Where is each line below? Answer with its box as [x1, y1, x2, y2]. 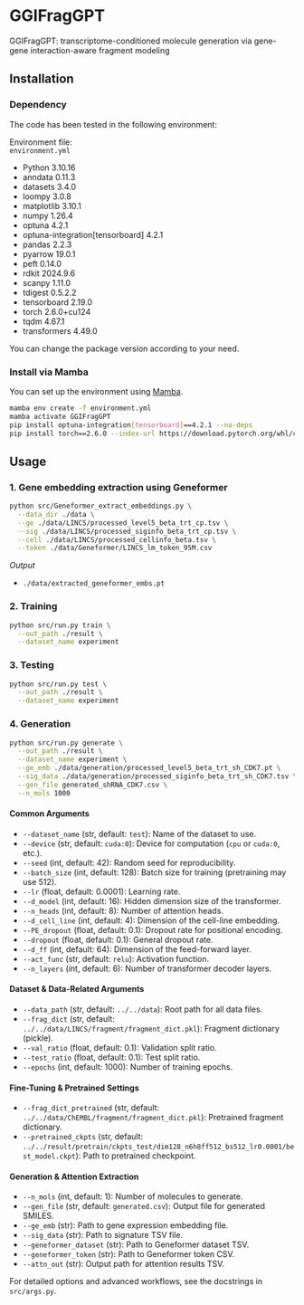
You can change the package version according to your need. [9, 343, 240, 354]
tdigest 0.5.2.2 [22, 287, 77, 298]
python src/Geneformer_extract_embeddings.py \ [9, 501, 193, 511]
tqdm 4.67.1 [22, 316, 65, 327]
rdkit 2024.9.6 [22, 268, 75, 279]
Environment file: [9, 137, 72, 148]
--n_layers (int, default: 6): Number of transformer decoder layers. [22, 963, 272, 974]
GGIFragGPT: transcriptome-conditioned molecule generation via [9, 35, 252, 46]
